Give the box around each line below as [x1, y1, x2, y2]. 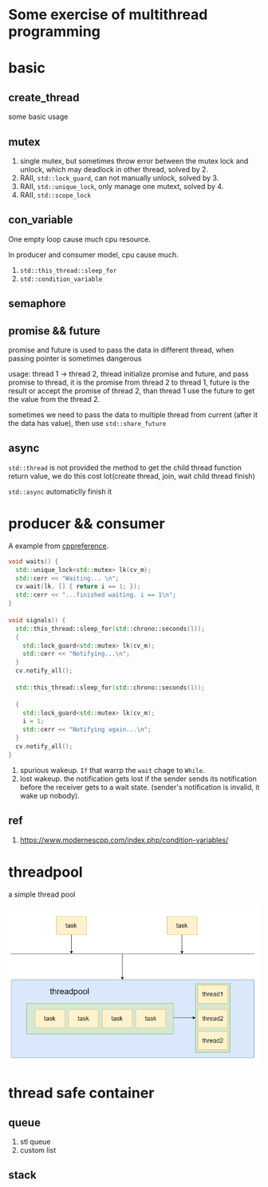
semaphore [8, 297, 66, 310]
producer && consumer [8, 515, 165, 533]
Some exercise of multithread [8, 6, 208, 24]
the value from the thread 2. [8, 395, 100, 404]
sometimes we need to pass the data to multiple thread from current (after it [8, 410, 258, 420]
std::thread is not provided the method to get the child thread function [8, 463, 242, 472]
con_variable [8, 213, 73, 227]
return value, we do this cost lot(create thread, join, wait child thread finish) [8, 471, 255, 480]
